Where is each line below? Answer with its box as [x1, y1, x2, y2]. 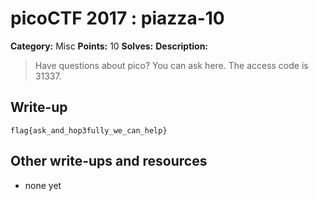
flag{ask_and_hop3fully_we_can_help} [10, 125, 168, 136]
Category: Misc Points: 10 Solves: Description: [10, 40, 209, 52]
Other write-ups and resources [10, 153, 208, 170]
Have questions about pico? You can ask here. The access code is [34, 59, 309, 71]
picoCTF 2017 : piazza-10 [10, 7, 225, 30]
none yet [24, 179, 62, 191]
